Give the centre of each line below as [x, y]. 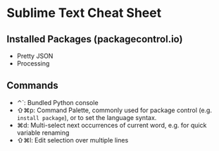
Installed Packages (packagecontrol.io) [95, 39]
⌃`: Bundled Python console [58, 102]
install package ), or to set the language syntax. [87, 117]
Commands [33, 86]
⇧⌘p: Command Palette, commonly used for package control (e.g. [114, 110]
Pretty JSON [35, 56]
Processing [33, 64]
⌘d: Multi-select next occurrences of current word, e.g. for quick [112, 125]
